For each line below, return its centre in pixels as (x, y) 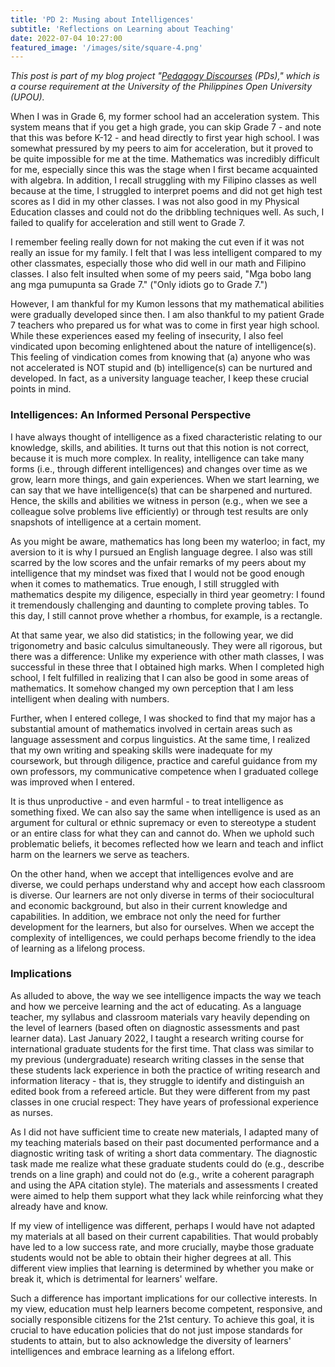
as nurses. (31, 1112)
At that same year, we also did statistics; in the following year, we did (152, 635)
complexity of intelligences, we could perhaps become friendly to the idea (163, 937)
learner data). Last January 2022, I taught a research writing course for (157, 1038)
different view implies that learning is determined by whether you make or (162, 1268)
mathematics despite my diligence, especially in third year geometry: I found (167, 594)
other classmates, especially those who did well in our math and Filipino (158, 263)
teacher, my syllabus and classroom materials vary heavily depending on (160, 1017)
